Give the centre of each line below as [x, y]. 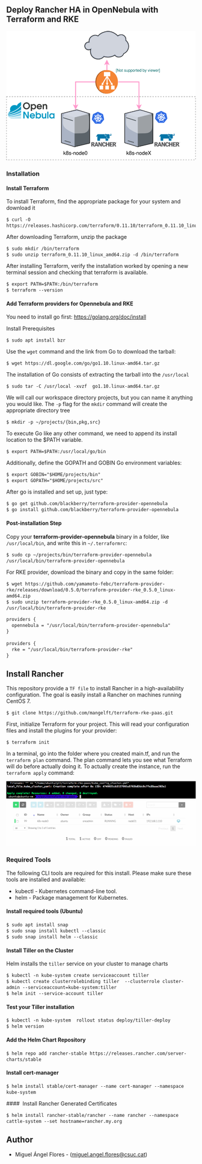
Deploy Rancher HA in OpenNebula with [82, 10]
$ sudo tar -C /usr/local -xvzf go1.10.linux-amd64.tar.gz [83, 386]
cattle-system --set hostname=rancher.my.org [64, 1121]
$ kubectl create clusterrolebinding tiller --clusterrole [83, 982]
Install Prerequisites [31, 329]
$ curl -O [19, 220]
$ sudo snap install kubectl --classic [56, 931]
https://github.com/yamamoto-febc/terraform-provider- [95, 584]
